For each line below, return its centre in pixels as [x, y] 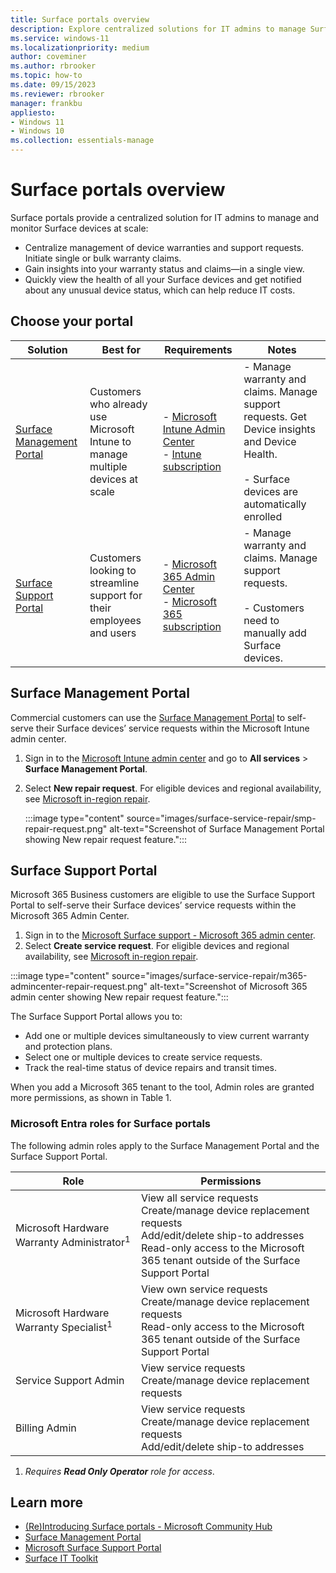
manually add [275, 633]
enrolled [263, 516]
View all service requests [199, 1198]
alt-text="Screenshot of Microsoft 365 [228, 987]
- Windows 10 [37, 131]
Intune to [110, 441]
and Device [270, 441]
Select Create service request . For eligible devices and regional [157, 946]
